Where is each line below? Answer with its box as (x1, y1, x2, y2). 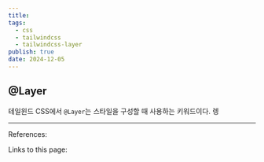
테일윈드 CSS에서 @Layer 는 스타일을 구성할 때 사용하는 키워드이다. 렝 (8, 106, 219, 116)
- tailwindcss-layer (15, 41, 82, 49)
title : (8, 11, 30, 20)
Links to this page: (8, 145, 68, 154)
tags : (8, 19, 26, 27)
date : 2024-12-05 (8, 56, 65, 64)
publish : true (8, 48, 55, 56)
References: (8, 129, 47, 138)
